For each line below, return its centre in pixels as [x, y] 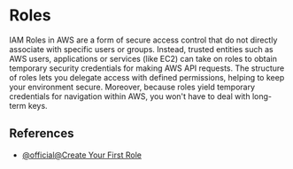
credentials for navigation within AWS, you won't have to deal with [130, 96]
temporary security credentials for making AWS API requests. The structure [147, 68]
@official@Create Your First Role [81, 155]
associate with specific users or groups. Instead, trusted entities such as [141, 49]
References [42, 134]
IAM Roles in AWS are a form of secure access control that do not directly [143, 40]
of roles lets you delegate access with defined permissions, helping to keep [147, 77]
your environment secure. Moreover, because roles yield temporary [132, 87]
